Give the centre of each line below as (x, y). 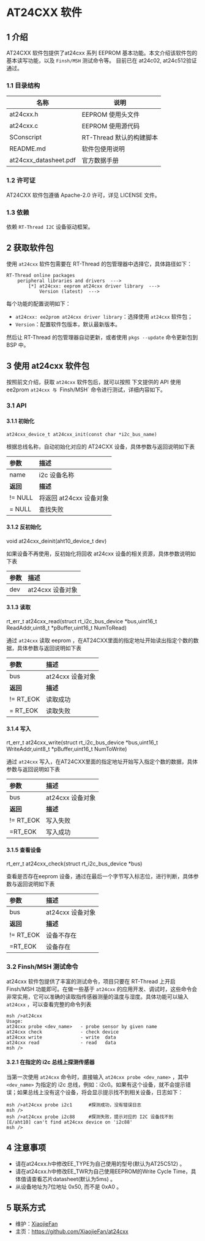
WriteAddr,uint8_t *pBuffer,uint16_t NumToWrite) (67, 749)
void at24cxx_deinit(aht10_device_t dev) (57, 541)
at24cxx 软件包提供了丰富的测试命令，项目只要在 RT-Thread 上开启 (91, 981)
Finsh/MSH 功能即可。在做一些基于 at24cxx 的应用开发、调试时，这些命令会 (102, 989)
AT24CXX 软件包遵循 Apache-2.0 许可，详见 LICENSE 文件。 (83, 195)
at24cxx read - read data (61, 1043)
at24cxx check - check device (63, 1032)
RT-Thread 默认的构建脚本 (120, 138)
